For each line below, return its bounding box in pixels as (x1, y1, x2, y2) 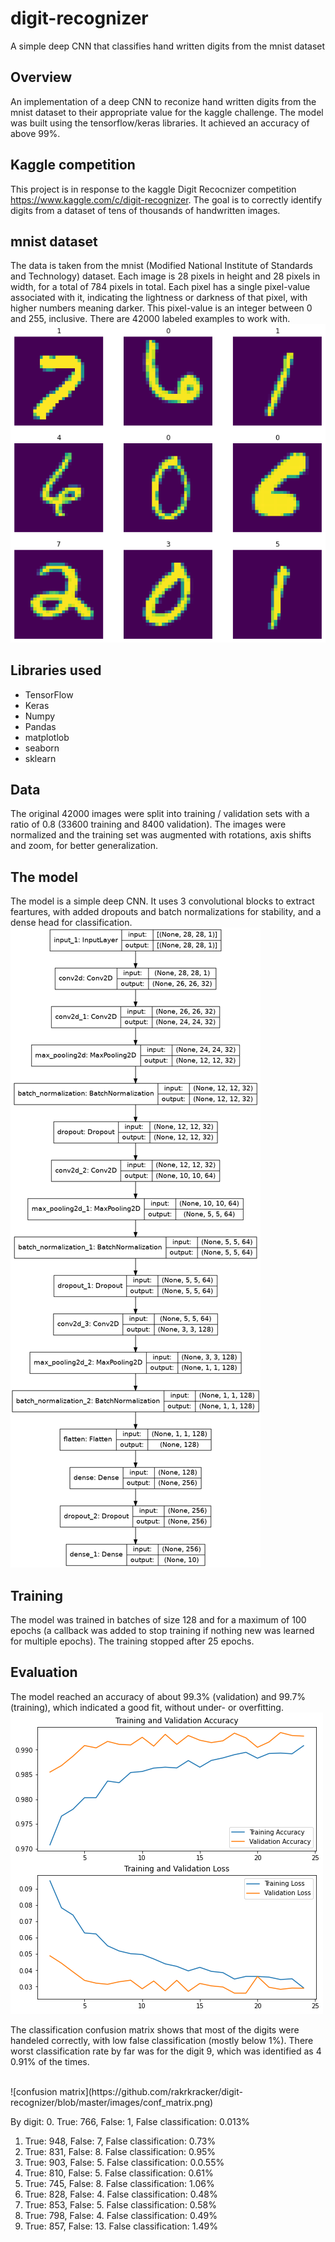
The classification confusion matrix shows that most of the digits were (10, 2023, 300, 2036)
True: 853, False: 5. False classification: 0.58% (24, 2198, 217, 2211)
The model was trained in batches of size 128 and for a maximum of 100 (10, 1613, 307, 1626)
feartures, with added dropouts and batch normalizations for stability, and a (10, 906, 322, 918)
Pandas (24, 720, 57, 732)
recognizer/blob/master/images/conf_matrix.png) (10, 2096, 214, 2108)
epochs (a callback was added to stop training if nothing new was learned (10, 1624, 315, 1636)
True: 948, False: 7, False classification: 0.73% (24, 2135, 217, 2147)
